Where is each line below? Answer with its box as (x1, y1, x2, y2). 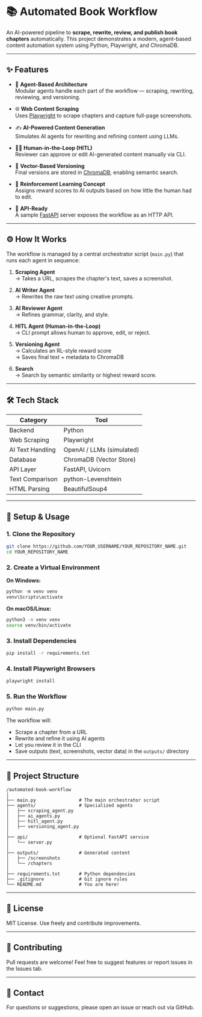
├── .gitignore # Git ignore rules (6, 876, 128, 882)
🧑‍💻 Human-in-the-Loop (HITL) (14, 144, 93, 151)
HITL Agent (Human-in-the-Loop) (14, 323, 101, 330)
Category (19, 416, 47, 424)
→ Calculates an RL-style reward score (14, 347, 112, 354)
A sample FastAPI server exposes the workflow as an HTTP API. (14, 211, 174, 218)
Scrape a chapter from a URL (14, 729, 87, 736)
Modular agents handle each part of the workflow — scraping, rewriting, (14, 87, 194, 94)
